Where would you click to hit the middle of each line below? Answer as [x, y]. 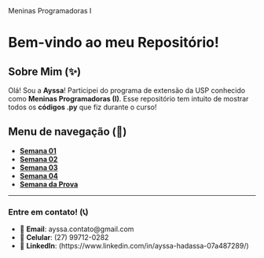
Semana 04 [39, 175]
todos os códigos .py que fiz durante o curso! [82, 107]
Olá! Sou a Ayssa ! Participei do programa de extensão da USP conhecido [127, 90]
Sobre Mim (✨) [44, 71]
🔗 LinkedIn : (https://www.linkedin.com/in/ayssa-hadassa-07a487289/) [134, 246]
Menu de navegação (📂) [68, 132]
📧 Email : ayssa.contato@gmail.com [77, 229]
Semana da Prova [49, 184]
